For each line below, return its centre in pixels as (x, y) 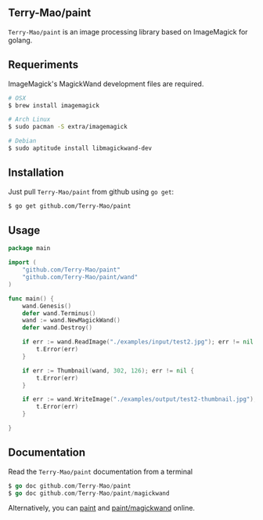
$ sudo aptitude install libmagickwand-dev (80, 148)
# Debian (22, 141)
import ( (22, 263)
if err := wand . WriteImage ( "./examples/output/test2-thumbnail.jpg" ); (140, 399)
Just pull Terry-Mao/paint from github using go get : (91, 191)
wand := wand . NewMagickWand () (72, 321)
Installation (36, 173)
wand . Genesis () (47, 306)
